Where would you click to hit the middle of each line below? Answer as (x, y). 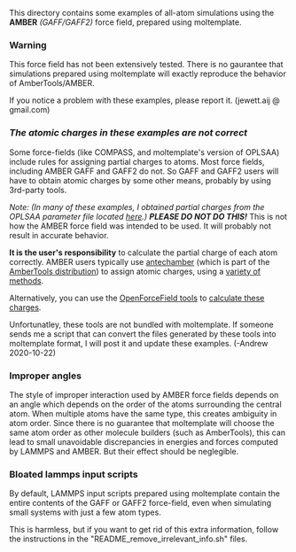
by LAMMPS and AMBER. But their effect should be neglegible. (124, 451)
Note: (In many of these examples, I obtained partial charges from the (137, 206)
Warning (28, 45)
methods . (27, 280)
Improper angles (46, 376)
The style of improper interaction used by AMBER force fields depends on (144, 394)
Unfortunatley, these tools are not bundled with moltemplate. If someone (141, 324)
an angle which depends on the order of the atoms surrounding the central (145, 404)
